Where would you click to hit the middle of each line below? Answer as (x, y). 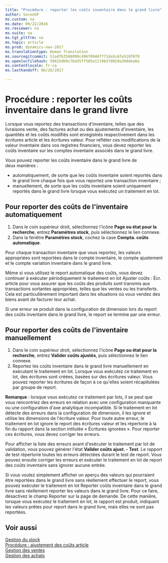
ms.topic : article (24, 43)
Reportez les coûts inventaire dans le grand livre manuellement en (80, 366)
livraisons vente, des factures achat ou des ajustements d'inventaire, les (79, 129)
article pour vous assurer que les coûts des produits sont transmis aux (78, 283)
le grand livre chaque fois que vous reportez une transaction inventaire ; (87, 180)
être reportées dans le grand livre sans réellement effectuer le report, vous (82, 480)
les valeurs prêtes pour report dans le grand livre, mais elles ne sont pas (79, 506)
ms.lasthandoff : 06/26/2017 (34, 71)
